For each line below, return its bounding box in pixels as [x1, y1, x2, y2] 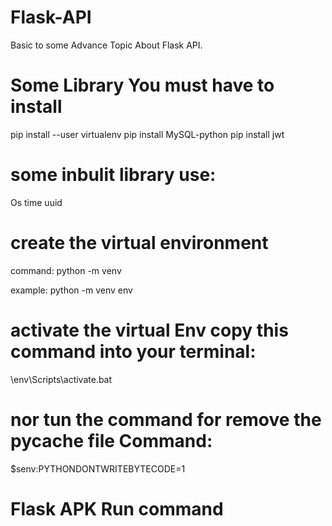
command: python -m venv [10, 264, 122, 276]
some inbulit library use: [10, 164, 217, 186]
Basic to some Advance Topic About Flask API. [10, 39, 203, 51]
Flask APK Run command [10, 497, 224, 520]
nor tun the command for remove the [10, 408, 322, 431]
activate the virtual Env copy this [10, 319, 289, 341]
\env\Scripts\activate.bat [10, 373, 113, 385]
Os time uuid [10, 196, 63, 208]
